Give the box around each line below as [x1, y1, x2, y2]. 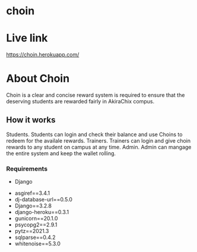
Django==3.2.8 [14, 202, 52, 209]
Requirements [6, 165, 48, 173]
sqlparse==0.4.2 [14, 234, 56, 241]
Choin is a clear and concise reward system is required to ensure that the [6, 92, 185, 99]
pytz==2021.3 [14, 228, 49, 235]
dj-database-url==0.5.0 [14, 196, 73, 203]
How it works [6, 115, 56, 125]
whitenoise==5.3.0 [14, 240, 61, 247]
